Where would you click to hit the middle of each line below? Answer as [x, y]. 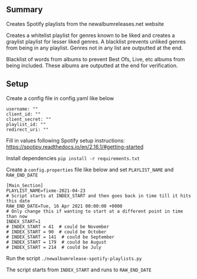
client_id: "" [24, 114]
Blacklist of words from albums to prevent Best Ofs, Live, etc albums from [96, 59]
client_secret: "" [29, 119]
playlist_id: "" [26, 124]
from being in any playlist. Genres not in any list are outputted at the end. [95, 48]
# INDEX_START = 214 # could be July [54, 247]
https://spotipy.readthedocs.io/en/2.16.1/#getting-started [75, 147]
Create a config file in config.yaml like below [60, 98]
